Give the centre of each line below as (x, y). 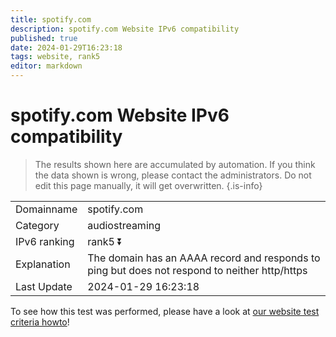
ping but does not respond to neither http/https (197, 270)
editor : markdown (46, 66)
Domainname (46, 209)
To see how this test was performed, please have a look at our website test (165, 311)
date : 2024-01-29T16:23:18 (66, 47)
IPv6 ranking (45, 241)
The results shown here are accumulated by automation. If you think (175, 164)
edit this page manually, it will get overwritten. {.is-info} (148, 185)
